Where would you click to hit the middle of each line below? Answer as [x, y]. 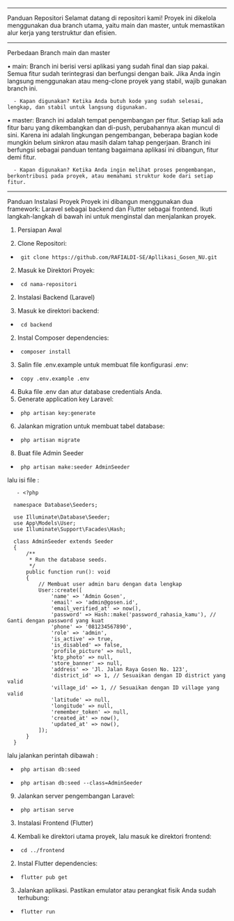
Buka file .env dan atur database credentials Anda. [89, 392]
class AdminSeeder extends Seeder [63, 542]
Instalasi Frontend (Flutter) [55, 823]
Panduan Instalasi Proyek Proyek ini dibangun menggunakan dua [100, 202]
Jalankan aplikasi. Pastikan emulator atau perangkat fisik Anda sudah [117, 890]
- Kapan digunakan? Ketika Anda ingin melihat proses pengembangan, [115, 170]
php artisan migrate [50, 440]
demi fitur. [22, 157]
